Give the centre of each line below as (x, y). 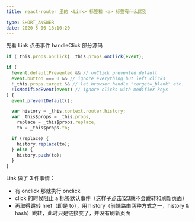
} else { (22, 150)
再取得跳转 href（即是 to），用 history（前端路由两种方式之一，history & (102, 206)
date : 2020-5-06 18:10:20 (38, 28)
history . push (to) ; (39, 155)
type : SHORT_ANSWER (30, 22)
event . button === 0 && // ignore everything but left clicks (89, 78)
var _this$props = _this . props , (52, 117)
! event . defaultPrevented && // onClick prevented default (85, 73)
